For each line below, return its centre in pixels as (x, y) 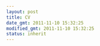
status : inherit (26, 34)
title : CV (18, 17)
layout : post (22, 12)
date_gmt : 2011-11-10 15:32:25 (45, 23)
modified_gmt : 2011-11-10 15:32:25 (50, 28)
